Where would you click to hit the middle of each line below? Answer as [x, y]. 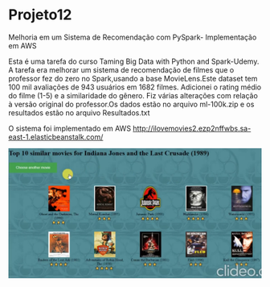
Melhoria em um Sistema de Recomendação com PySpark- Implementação [133, 37]
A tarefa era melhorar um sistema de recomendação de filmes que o [121, 69]
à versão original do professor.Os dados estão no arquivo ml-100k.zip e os [131, 104]
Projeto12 [40, 15]
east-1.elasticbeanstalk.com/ [56, 137]
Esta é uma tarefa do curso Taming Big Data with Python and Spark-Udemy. [134, 61]
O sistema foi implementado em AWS [70, 128]
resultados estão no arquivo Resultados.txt [79, 112]
